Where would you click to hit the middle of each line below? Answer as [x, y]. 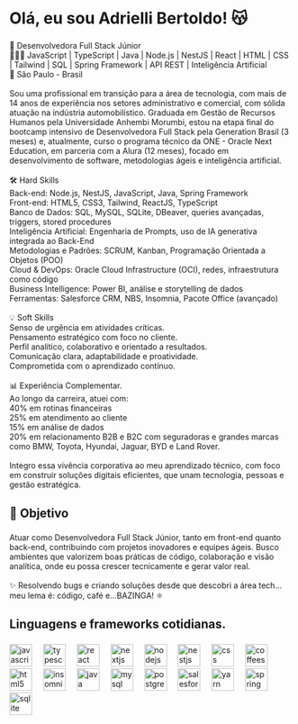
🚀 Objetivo [39, 513]
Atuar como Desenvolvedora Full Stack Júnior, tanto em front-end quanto [145, 538]
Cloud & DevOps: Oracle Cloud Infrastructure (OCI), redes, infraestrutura [144, 270]
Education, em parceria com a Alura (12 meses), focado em [119, 151]
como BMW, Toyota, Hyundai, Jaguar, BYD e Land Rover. [115, 447]
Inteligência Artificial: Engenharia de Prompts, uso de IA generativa [134, 231]
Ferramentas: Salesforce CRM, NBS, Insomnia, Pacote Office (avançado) [144, 299]
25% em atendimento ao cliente [68, 418]
